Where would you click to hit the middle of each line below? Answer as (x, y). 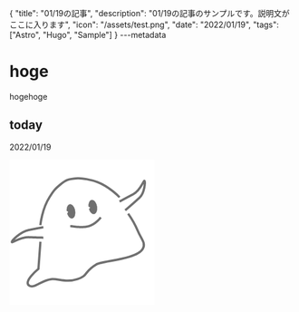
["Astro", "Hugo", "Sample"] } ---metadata (88, 35)
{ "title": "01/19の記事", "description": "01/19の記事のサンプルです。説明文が (149, 13)
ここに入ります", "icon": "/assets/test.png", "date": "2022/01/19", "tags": (144, 24)
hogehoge (29, 96)
